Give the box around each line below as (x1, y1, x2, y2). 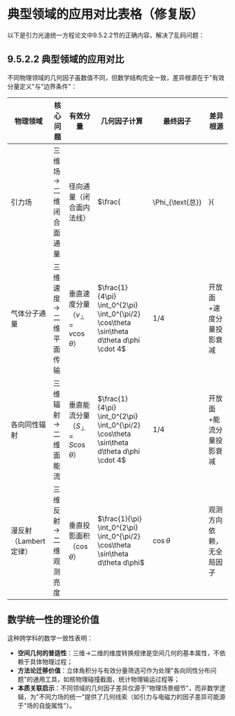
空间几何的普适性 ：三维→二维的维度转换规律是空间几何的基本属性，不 (17, 649, 220, 657)
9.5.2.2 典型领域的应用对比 (7, 53, 124, 65)
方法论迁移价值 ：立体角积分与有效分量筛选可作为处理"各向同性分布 (17, 666, 211, 675)
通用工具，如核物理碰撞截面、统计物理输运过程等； (32, 675, 180, 683)
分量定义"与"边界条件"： (7, 82, 78, 90)
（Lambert (10, 536, 45, 546)
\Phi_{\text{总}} (152, 197, 202, 207)
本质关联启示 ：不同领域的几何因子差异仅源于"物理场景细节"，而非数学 (17, 684, 220, 692)
